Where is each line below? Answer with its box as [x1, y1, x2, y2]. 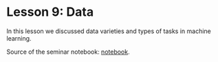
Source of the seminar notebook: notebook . [6, 48, 130, 56]
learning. [6, 34, 32, 42]
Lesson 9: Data [6, 4, 94, 20]
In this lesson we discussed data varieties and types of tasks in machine [6, 27, 211, 35]
